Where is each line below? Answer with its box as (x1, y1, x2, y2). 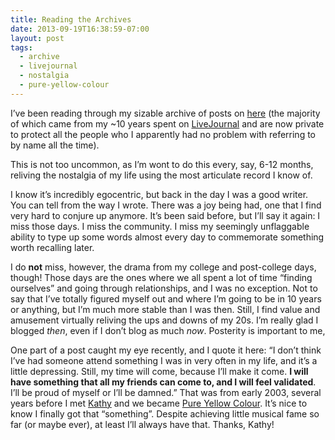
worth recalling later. (10, 241, 95, 253)
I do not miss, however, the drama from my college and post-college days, (10, 261, 317, 273)
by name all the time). (10, 139, 100, 151)
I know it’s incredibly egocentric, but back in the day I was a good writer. (10, 188, 309, 200)
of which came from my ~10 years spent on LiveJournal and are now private (10, 117, 325, 130)
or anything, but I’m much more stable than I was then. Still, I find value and (10, 303, 321, 315)
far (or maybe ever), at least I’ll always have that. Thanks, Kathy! (10, 418, 275, 430)
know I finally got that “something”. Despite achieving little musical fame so (10, 407, 320, 420)
